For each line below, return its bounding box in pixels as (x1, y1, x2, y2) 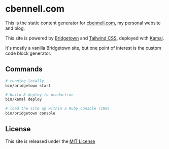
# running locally (5, 78, 44, 84)
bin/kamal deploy (5, 97, 42, 102)
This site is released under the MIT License (5, 138, 95, 144)
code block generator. (5, 50, 52, 56)
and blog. (5, 25, 25, 31)
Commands (5, 65, 43, 73)
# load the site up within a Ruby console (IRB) (5, 106, 110, 111)
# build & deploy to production (5, 92, 74, 97)
